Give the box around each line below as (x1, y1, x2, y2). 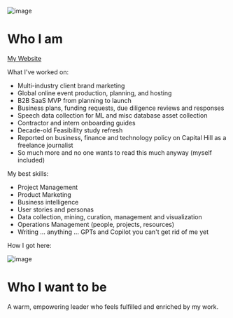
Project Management (17, 183, 78, 191)
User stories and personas (17, 205, 94, 214)
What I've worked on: (7, 67, 69, 76)
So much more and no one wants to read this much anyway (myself (17, 148, 212, 157)
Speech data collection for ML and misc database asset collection (17, 111, 208, 119)
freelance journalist (17, 141, 73, 149)
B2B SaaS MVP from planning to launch (17, 96, 132, 104)
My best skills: (7, 169, 49, 178)
